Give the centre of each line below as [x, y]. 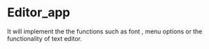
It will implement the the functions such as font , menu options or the [105, 31]
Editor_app [39, 13]
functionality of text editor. [45, 38]
